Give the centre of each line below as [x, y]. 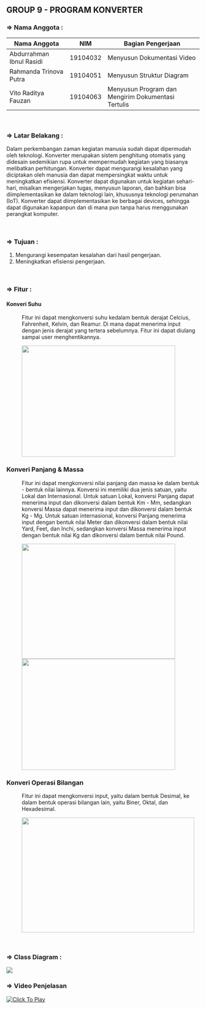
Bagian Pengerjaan [152, 44]
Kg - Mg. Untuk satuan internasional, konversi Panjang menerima [104, 515]
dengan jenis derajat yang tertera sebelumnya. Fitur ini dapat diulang [109, 331]
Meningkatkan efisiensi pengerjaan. [60, 262]
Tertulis [118, 104]
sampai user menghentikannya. [61, 337]
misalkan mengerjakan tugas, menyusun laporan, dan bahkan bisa [102, 188]
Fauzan [20, 101]
